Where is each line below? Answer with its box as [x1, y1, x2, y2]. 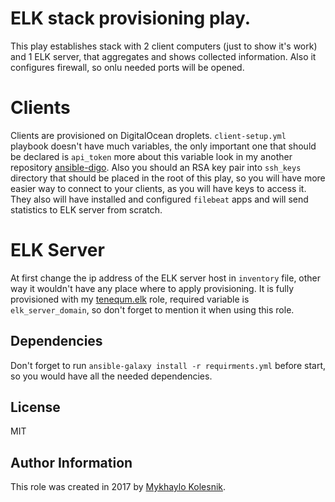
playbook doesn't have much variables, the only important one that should [10, 140, 317, 152]
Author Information [10, 454, 133, 471]
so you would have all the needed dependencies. [10, 370, 213, 382]
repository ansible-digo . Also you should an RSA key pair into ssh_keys [10, 161, 302, 173]
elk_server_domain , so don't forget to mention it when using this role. [10, 303, 295, 316]
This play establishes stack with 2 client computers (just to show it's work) [10, 40, 318, 52]
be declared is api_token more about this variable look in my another [10, 150, 293, 162]
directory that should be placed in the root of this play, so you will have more [10, 172, 326, 184]
